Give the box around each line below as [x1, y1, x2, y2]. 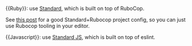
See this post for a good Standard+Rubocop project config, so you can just [5, 16, 186, 23]
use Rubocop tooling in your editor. [5, 23, 90, 29]
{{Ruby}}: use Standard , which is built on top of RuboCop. [5, 5, 145, 12]
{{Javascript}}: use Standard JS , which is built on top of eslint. [5, 34, 156, 40]
